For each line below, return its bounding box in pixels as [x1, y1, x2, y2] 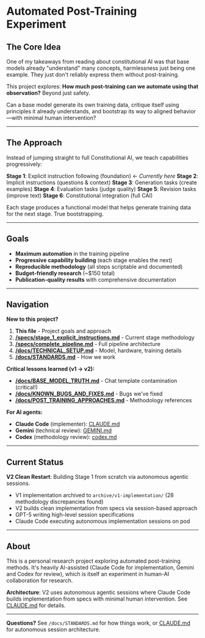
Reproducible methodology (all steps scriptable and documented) [15, 263, 183, 270]
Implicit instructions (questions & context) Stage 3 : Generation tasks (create [6, 179, 197, 186]
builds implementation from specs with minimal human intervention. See [6, 595, 188, 602]
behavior [173, 108, 196, 114]
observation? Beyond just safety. [6, 89, 90, 96]
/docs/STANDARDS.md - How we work [15, 353, 116, 361]
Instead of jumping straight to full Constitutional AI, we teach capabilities [6, 154, 189, 161]
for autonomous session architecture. [6, 626, 101, 633]
